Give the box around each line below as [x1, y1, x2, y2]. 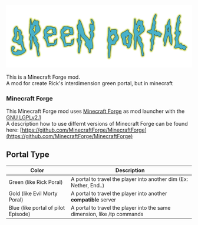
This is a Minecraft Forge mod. [6, 73, 81, 80]
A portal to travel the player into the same [70, 204, 171, 211]
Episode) [8, 210, 31, 218]
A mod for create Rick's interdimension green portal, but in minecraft [6, 79, 173, 86]
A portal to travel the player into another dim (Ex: [70, 175, 189, 183]
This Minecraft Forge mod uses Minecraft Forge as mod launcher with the [6, 108, 185, 115]
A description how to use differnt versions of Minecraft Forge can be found [6, 120, 188, 127]
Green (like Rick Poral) [8, 179, 63, 186]
